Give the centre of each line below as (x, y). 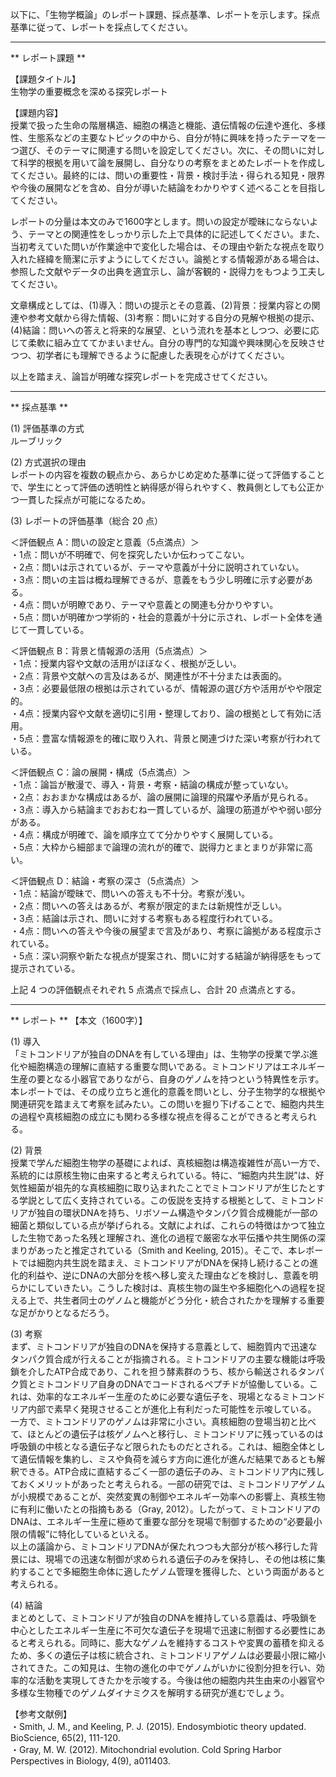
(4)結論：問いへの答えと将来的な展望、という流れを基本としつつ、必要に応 (165, 330)
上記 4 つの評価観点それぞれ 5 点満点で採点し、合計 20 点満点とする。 (155, 989)
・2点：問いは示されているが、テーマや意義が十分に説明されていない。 (157, 567)
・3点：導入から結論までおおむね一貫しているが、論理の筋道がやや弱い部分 (166, 809)
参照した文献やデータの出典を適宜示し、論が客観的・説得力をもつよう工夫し (168, 271)
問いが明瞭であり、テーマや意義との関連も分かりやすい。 (160, 604)
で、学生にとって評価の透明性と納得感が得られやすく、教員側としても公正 (163, 487)
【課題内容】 (36, 112)
